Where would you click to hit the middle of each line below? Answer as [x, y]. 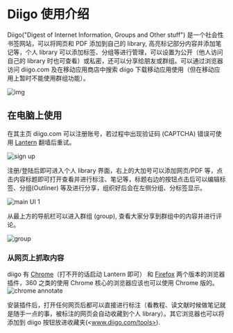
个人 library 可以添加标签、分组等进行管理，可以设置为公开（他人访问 [124, 52]
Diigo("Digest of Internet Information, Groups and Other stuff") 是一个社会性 [115, 35]
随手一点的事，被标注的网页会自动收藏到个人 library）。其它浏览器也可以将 [119, 314]
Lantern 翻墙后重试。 [45, 142]
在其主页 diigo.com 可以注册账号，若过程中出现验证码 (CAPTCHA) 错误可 [112, 133]
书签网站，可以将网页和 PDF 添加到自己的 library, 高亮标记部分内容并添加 [112, 43]
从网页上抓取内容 [36, 257]
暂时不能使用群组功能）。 [54, 78]
